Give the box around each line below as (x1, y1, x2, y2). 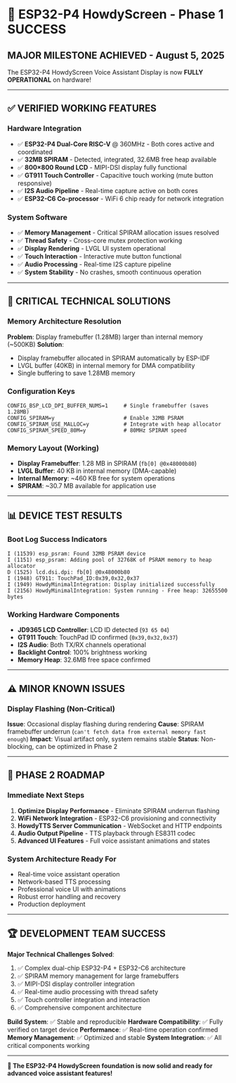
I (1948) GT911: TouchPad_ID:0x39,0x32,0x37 (7, 574, 140, 582)
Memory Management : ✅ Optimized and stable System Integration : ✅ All (7, 1033, 222, 1041)
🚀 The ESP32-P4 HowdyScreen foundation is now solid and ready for (7, 1061, 213, 1070)
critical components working (7, 1041, 90, 1049)
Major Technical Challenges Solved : (7, 950, 114, 958)
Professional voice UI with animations (17, 884, 126, 893)
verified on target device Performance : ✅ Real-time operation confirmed (7, 1025, 218, 1034)
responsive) (17, 179, 53, 187)
